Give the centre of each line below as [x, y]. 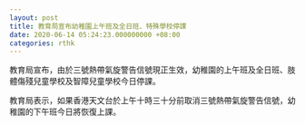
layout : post [34, 18]
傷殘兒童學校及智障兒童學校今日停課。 [89, 82]
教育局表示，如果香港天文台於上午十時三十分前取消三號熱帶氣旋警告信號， [148, 101]
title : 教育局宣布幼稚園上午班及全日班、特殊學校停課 [98, 26]
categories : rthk [42, 43]
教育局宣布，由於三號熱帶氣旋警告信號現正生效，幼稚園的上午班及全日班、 [148, 70]
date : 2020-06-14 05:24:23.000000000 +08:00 [95, 34]
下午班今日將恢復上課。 [77, 112]
